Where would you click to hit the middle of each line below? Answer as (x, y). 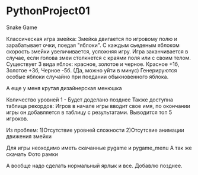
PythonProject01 (48, 11)
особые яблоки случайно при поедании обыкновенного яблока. (87, 77)
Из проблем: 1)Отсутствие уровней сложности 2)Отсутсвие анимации (95, 130)
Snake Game (22, 27)
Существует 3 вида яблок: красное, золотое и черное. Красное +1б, (93, 64)
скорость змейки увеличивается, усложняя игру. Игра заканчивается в (97, 51)
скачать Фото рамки (32, 154)
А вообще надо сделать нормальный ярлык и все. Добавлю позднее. (94, 166)
